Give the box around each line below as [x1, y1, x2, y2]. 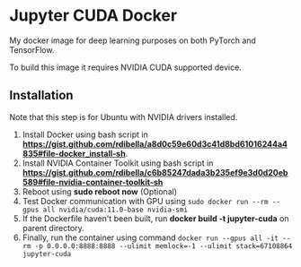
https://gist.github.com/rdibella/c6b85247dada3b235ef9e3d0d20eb [22, 167, 288, 177]
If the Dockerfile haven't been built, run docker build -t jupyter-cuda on [22, 212, 289, 224]
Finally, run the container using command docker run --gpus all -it [22, 232, 279, 243]
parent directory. [22, 222, 85, 233]
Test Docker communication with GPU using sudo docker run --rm [22, 195, 269, 206]
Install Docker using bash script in [22, 129, 148, 140]
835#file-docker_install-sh [22, 148, 126, 159]
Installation [9, 88, 74, 103]
